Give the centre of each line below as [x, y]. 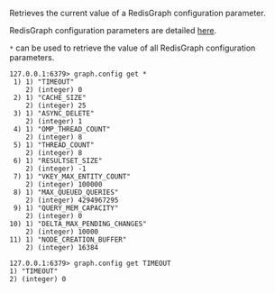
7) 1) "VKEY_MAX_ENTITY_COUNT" [72, 177]
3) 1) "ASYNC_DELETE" [54, 114]
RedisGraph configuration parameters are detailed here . [113, 30]
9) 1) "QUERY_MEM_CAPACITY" [66, 208]
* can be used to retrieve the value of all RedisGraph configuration [133, 48]
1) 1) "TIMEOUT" [44, 82]
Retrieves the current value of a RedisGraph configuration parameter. [137, 13]
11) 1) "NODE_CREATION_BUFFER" [68, 240]
